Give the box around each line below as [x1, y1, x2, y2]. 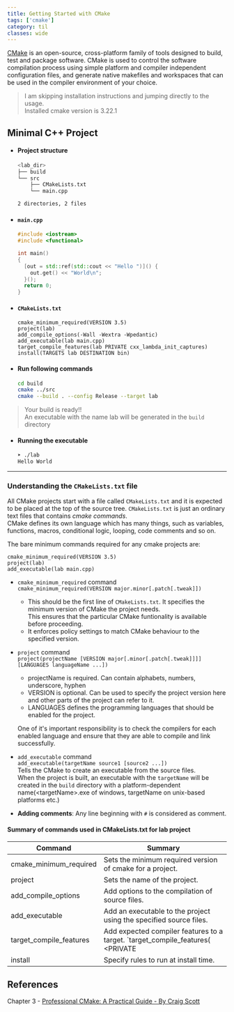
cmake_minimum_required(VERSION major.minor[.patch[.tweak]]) [17, 585, 202, 592]
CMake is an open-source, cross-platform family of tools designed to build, [7, 49, 223, 57]
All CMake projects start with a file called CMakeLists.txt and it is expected [7, 497, 223, 505]
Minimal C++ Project [7, 127, 98, 139]
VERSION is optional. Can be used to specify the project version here [27, 689, 226, 697]
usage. [24, 99, 45, 108]
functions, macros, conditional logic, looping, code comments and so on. [7, 527, 217, 535]
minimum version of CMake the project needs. [27, 605, 161, 613]
